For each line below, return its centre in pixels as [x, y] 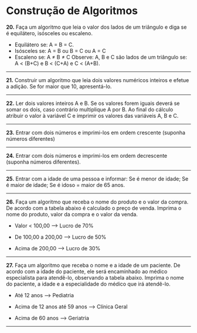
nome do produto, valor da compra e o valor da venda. [72, 214]
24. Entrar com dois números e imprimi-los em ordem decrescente [87, 155]
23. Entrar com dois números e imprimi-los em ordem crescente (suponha [96, 132]
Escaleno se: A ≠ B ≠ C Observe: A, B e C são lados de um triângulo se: [101, 57]
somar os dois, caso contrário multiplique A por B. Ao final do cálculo [90, 109]
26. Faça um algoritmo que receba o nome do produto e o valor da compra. [97, 202]
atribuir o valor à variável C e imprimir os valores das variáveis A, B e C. [92, 115]
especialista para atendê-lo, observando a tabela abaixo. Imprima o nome [95, 277]
